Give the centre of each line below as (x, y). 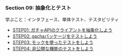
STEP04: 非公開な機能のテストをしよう (53, 49)
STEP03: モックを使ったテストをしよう (53, 43)
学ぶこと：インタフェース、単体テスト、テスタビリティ (62, 20)
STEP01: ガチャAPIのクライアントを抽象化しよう (63, 30)
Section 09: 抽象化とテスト (38, 7)
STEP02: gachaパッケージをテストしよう (55, 36)
